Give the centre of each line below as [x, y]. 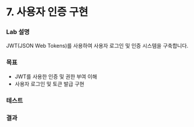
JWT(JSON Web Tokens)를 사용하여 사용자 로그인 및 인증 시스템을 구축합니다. [97, 46]
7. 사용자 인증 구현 [47, 12]
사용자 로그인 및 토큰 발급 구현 [49, 83]
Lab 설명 [18, 32]
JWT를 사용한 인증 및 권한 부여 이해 [56, 76]
